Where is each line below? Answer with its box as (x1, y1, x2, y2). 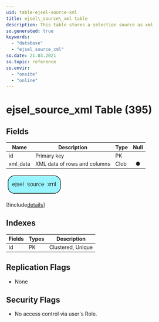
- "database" (11, 40, 43, 46)
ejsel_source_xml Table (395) (6, 103, 153, 117)
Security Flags (6, 295, 60, 305)
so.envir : (6, 65, 31, 71)
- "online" (11, 77, 38, 83)
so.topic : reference (6, 59, 57, 64)
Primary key (35, 152, 65, 159)
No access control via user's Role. (14, 310, 97, 317)
